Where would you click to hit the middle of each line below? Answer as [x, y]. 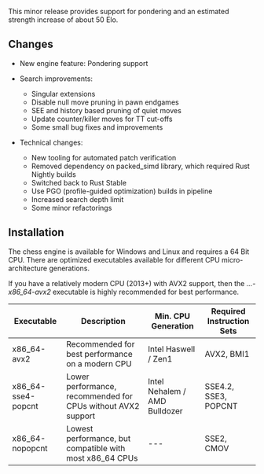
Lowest [80, 428]
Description [103, 321]
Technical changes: [51, 142]
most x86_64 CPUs [102, 457]
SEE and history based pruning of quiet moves [106, 110]
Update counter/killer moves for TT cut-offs [102, 119]
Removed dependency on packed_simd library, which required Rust [140, 166]
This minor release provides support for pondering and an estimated [119, 11]
